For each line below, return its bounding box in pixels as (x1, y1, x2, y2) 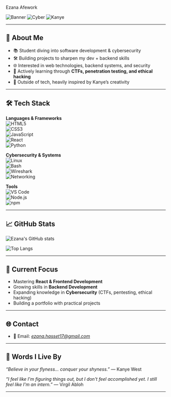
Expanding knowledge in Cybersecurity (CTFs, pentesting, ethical (13, 289, 153, 295)
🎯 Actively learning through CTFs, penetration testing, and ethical (13, 68, 153, 74)
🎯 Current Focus (6, 265, 58, 273)
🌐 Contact (6, 320, 39, 328)
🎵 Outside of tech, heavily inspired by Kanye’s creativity (13, 79, 130, 85)
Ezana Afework (6, 5, 38, 10)
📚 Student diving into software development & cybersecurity (13, 47, 141, 53)
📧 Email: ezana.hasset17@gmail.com (13, 333, 90, 340)
